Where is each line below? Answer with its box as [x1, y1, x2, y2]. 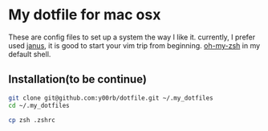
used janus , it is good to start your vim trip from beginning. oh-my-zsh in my [8, 40, 261, 50]
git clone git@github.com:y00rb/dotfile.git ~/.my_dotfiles [8, 94, 214, 102]
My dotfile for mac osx [8, 6, 161, 24]
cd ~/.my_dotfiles [8, 101, 70, 109]
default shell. [8, 49, 51, 59]
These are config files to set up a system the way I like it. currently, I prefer [8, 32, 256, 42]
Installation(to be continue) [8, 72, 147, 86]
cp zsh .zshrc [8, 116, 56, 124]
